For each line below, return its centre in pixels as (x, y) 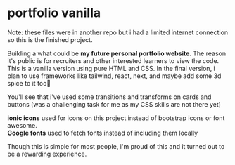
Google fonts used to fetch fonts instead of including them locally (103, 133)
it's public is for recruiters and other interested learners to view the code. (113, 60)
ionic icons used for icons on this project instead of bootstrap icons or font (116, 118)
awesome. (22, 125)
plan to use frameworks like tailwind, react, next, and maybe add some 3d (114, 76)
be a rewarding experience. (47, 154)
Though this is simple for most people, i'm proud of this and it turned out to (116, 146)
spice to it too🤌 (29, 83)
